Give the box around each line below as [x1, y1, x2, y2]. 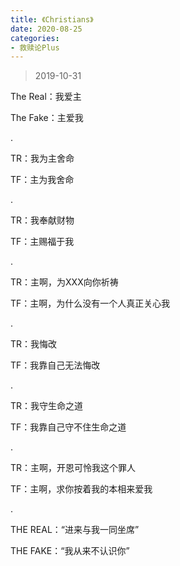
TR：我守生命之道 [10, 400, 84, 412]
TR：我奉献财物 [10, 214, 75, 226]
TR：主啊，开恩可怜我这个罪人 [10, 462, 137, 474]
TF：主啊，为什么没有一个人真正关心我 [10, 297, 171, 310]
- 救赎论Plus [10, 42, 60, 53]
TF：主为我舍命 [10, 174, 75, 186]
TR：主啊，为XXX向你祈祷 [10, 276, 119, 288]
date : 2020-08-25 [10, 24, 83, 34]
